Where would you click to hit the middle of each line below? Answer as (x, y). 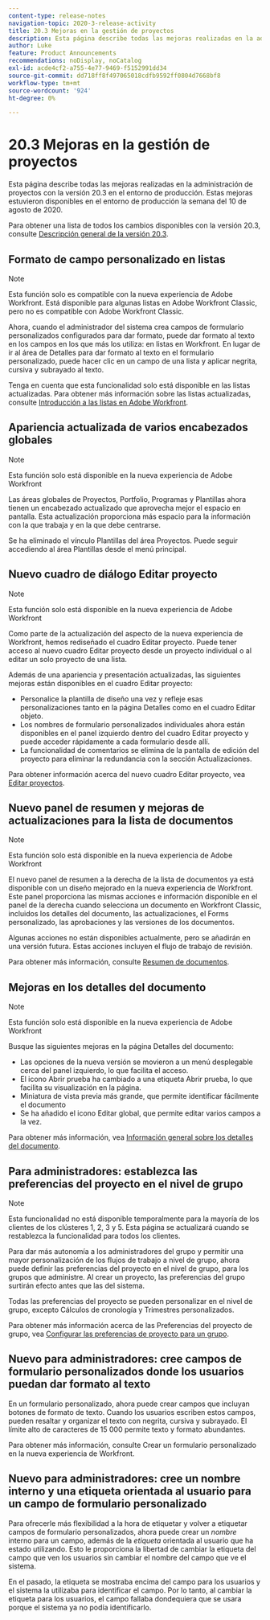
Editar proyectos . (37, 783)
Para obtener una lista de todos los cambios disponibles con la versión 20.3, (135, 225)
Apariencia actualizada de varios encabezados (128, 428)
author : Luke (30, 46)
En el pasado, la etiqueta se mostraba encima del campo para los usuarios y (135, 1581)
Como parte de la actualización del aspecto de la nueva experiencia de (126, 633)
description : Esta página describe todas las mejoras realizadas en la (131, 38)
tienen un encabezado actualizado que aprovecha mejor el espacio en (125, 508)
